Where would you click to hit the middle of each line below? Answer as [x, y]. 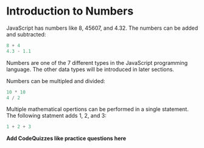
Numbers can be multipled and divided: [56, 81]
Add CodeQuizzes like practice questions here [66, 138]
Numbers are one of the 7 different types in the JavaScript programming [97, 62]
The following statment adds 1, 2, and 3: [56, 116]
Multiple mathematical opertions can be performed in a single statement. [97, 109]
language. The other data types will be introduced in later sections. [90, 69]
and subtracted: [26, 34]
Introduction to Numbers [70, 11]
